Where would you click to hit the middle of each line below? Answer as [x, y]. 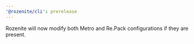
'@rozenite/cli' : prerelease [41, 11]
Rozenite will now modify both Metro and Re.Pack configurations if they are [97, 28]
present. [16, 34]
